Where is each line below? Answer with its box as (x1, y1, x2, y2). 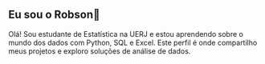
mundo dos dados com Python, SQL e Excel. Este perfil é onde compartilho (8, 38, 258, 47)
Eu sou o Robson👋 (8, 8, 100, 22)
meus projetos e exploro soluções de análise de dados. (8, 46, 191, 56)
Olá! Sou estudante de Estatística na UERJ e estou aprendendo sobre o (8, 29, 243, 38)
